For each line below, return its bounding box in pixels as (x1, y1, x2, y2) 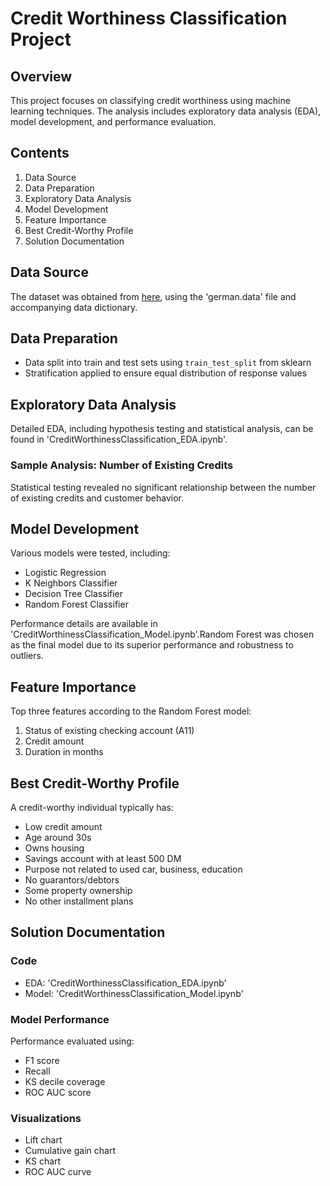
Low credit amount (24, 820, 103, 832)
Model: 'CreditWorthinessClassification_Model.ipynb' (24, 987, 244, 999)
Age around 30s (24, 831, 92, 843)
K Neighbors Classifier (24, 577, 118, 589)
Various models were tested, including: (10, 547, 171, 559)
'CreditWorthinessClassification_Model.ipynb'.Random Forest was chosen (10, 628, 315, 641)
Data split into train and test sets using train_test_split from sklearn (24, 357, 312, 369)
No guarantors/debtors (24, 873, 120, 886)
